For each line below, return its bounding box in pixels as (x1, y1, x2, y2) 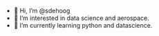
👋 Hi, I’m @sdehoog (13, 7, 71, 15)
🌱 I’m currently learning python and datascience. (13, 21, 153, 29)
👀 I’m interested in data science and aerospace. (13, 14, 150, 22)
